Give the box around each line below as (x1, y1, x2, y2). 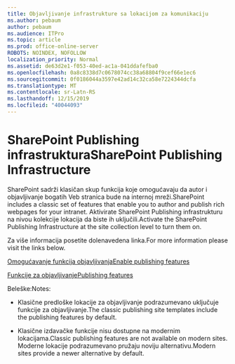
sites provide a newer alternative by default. (17, 349, 145, 357)
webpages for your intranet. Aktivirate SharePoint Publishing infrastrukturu (7, 207, 223, 216)
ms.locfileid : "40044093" (7, 102, 83, 109)
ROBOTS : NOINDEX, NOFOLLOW (7, 50, 86, 57)
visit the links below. (7, 243, 66, 252)
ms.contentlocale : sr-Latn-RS (7, 89, 96, 96)
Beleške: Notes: (7, 284, 51, 292)
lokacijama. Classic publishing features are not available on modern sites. (17, 334, 228, 342)
